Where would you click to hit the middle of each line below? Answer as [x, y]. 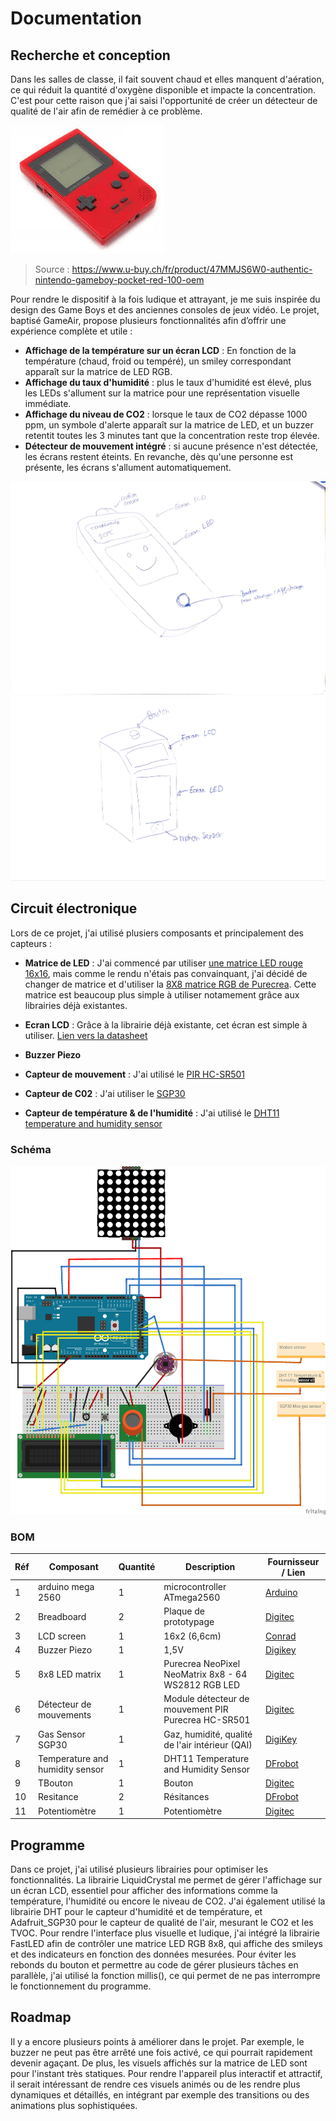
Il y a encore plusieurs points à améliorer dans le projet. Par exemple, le [157, 2041]
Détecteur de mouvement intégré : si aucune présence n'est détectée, [171, 446]
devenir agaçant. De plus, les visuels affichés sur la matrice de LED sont [159, 2063]
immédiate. [48, 403]
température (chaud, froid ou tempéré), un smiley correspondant [158, 361]
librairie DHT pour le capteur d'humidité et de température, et [136, 1911]
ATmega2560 [192, 1598]
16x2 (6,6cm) [192, 1636]
